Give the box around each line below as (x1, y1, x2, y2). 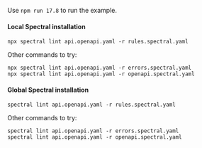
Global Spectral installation (7, 85, 89, 94)
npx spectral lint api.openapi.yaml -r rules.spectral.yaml (7, 38, 189, 46)
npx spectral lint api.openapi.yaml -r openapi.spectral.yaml (7, 70, 195, 78)
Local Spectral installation (7, 22, 86, 31)
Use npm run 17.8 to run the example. (7, 6, 118, 14)
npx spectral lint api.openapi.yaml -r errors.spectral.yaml (7, 64, 192, 72)
